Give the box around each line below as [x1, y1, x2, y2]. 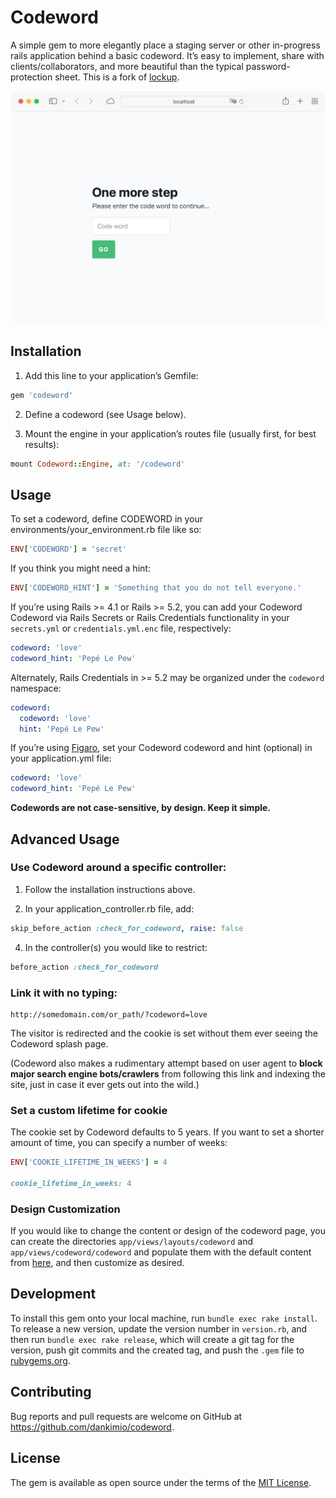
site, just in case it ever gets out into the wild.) [10, 1078, 200, 1090]
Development [10, 1286, 97, 1303]
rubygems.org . [10, 1354, 71, 1366]
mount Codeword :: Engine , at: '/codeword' [10, 459, 186, 469]
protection [10, 71, 53, 83]
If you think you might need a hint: [10, 562, 151, 575]
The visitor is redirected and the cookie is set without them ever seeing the [10, 1027, 318, 1039]
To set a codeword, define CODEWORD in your [10, 513, 204, 525]
